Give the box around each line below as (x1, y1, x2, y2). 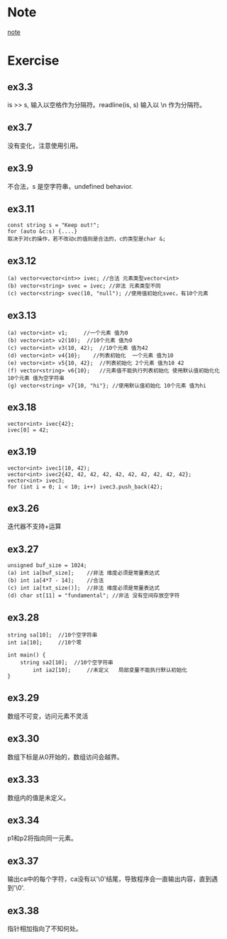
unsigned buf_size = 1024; (7, 562, 87, 569)
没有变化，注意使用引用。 (7, 141, 82, 150)
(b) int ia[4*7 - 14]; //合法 (7, 577, 104, 584)
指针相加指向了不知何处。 (7, 924, 82, 933)
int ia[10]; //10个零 (7, 639, 82, 647)
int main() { (7, 652, 46, 659)
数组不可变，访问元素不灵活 (7, 711, 89, 720)
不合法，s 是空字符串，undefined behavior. (7, 182, 133, 190)
